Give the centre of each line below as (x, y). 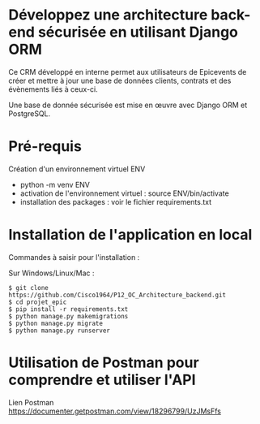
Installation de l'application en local (130, 235)
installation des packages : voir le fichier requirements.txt (116, 201)
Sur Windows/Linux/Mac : (51, 273)
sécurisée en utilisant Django (138, 32)
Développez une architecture (108, 15)
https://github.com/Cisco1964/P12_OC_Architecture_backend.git (117, 295)
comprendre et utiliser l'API (102, 380)
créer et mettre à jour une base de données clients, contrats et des (120, 80)
